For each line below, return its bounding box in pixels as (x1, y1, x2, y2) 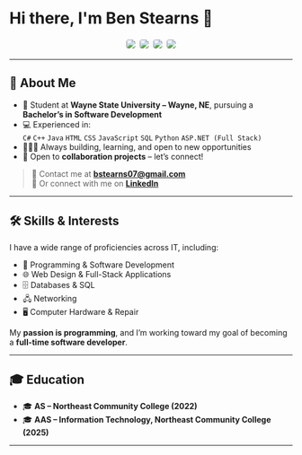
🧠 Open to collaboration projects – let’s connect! (22, 151, 204, 162)
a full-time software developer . (9, 337, 129, 347)
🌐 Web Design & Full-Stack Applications (22, 268, 172, 279)
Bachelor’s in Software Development (22, 109, 163, 119)
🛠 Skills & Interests (9, 214, 120, 229)
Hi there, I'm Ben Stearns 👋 (9, 8, 214, 29)
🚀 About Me (9, 75, 76, 91)
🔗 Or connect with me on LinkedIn (31, 178, 159, 188)
